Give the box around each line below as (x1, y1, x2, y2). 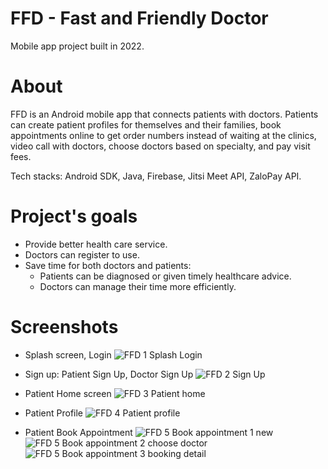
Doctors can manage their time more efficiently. (39, 280, 237, 292)
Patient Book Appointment (24, 426, 133, 438)
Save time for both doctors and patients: (24, 259, 192, 271)
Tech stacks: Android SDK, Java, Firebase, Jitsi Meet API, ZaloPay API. (10, 170, 302, 182)
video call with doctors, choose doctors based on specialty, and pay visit (10, 140, 311, 152)
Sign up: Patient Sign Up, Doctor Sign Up (24, 368, 194, 380)
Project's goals (10, 205, 138, 228)
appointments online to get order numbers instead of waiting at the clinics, (10, 129, 317, 141)
